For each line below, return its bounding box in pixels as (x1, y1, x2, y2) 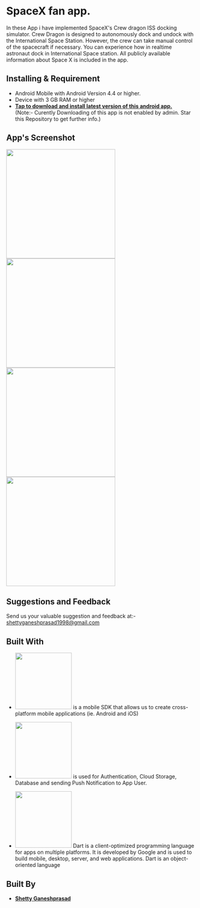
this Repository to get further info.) (14, 115, 101, 122)
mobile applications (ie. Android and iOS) (37, 710, 139, 718)
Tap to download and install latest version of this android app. (14, 102, 172, 110)
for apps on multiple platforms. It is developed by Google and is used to (14, 848, 192, 856)
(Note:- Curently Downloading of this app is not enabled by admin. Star (14, 108, 191, 116)
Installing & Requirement (6, 74, 100, 84)
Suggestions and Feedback (6, 596, 111, 607)
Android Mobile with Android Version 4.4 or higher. (14, 89, 141, 97)
